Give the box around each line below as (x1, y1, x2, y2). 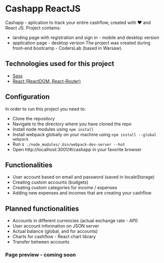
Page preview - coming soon (5, 252, 76, 259)
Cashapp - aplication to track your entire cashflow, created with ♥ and (5, 19, 151, 25)
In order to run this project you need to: (5, 106, 86, 112)
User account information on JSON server (12, 223, 99, 229)
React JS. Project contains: (5, 24, 61, 30)
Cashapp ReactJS (5, 3, 81, 14)
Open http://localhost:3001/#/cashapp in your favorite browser (12, 146, 142, 152)
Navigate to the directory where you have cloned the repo (12, 121, 131, 127)
